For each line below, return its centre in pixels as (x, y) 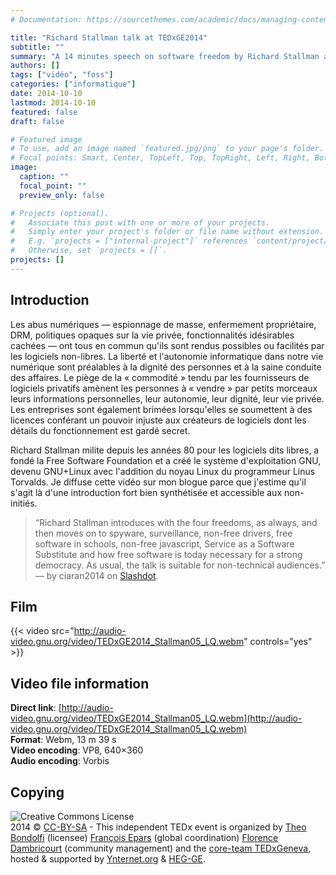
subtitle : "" (37, 47)
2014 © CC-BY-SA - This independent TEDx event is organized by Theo (158, 827)
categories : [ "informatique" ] (73, 84)
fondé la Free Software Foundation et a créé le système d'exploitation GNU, (166, 460)
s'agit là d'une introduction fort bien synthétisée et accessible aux (146, 492)
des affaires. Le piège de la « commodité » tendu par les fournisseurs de (160, 377)
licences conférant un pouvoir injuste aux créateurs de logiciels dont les (158, 420)
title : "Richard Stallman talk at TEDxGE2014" (109, 37)
